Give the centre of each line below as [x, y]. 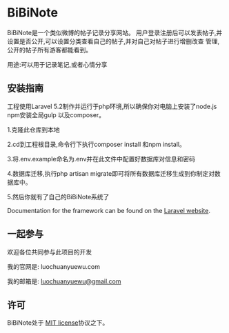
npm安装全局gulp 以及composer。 [56, 114]
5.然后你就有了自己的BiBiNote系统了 [58, 196]
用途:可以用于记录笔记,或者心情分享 [58, 64]
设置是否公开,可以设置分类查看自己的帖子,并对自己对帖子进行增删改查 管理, [113, 41]
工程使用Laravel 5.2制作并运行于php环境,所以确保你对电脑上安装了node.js [112, 106]
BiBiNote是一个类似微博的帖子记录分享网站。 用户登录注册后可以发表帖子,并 [115, 32]
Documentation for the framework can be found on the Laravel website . [109, 210]
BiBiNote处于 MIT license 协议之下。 [58, 323]
